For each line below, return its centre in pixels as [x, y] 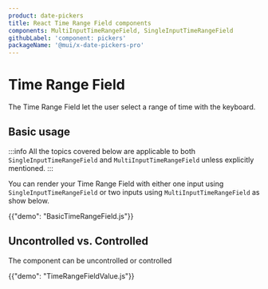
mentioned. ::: [31, 168]
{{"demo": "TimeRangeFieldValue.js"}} [71, 275]
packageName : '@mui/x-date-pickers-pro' [77, 46]
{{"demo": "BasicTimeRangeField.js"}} [71, 216]
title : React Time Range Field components [80, 23]
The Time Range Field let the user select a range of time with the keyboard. [132, 107]
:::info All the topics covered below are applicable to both [102, 151]
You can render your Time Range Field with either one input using [116, 184]
